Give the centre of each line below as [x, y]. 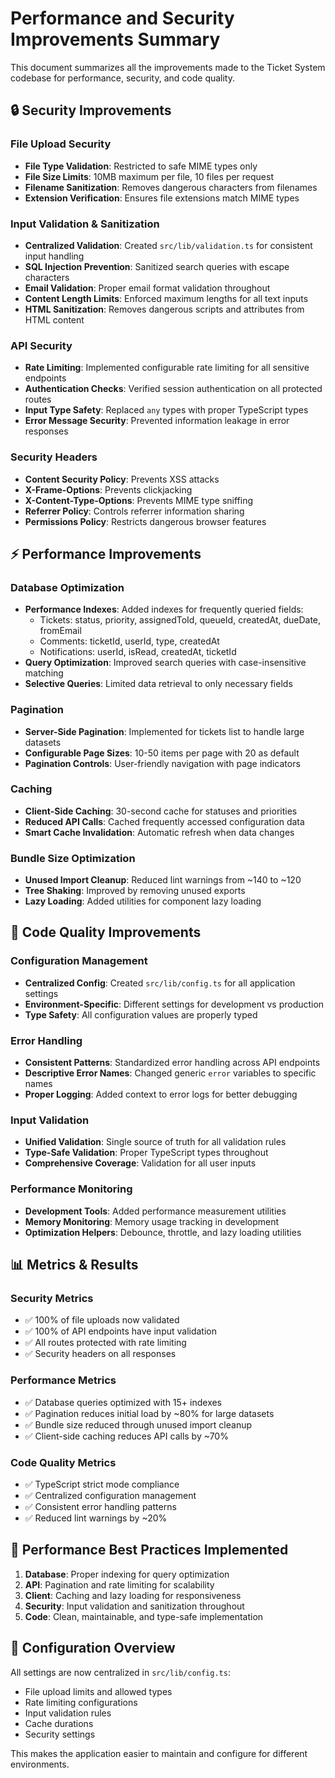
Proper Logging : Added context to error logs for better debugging [161, 1094]
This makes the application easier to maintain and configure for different [159, 1753]
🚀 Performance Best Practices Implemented [149, 1550]
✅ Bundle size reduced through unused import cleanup [138, 1424]
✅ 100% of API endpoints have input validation [121, 1331]
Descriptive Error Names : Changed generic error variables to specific [170, 1073]
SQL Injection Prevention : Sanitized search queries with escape [157, 266]
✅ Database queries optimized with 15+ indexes [123, 1402]
